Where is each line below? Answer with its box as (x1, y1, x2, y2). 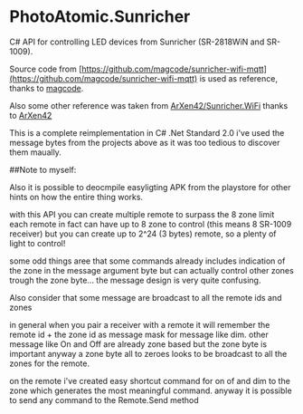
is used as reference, (199, 72, 279, 83)
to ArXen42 (9, 110, 52, 120)
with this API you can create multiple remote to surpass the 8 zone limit (9, 208, 275, 219)
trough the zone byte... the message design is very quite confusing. (9, 274, 261, 285)
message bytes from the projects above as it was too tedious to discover (9, 137, 280, 148)
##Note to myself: (9, 164, 77, 175)
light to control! (9, 237, 66, 248)
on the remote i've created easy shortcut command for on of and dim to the (9, 375, 291, 386)
